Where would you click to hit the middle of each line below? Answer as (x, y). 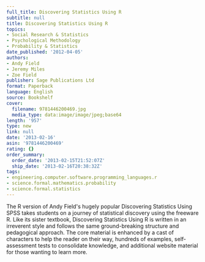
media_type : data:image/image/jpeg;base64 (67, 115)
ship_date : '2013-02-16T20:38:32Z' (57, 166)
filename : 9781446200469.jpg (49, 109)
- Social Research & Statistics (47, 35)
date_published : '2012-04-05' (45, 52)
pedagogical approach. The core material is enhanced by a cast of (90, 232)
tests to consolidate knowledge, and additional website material (118, 245)
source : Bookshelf (30, 98)
